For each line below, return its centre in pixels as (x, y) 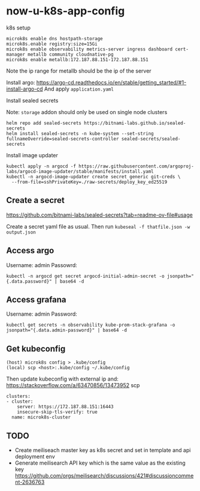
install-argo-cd (25, 89)
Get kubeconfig (36, 348)
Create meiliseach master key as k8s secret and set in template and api (103, 450)
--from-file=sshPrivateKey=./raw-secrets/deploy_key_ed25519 (90, 182)
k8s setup (19, 28)
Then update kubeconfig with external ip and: (62, 379)
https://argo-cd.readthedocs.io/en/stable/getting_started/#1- (111, 82)
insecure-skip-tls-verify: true (57, 412)
